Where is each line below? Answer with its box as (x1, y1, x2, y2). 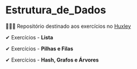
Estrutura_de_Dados (5, 3, 106, 17)
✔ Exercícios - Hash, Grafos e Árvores (5, 56, 99, 63)
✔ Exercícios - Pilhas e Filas (5, 45, 73, 52)
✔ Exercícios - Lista (5, 34, 54, 41)
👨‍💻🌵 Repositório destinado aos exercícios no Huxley (5, 23, 131, 30)
